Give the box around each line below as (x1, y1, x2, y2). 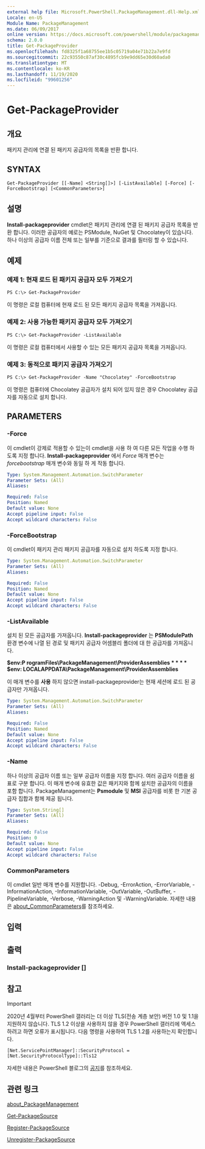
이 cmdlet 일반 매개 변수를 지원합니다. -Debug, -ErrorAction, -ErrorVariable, (7, 880, 191, 888)
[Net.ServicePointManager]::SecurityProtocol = (7, 1048, 130, 1054)
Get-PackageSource (7, 1112, 58, 1120)
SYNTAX (7, 164, 41, 174)
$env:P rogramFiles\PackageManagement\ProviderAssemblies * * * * (7, 659, 187, 667)
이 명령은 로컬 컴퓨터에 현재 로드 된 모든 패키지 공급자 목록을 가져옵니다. (7, 301, 177, 308)
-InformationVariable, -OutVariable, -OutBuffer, (54, 887, 172, 895)
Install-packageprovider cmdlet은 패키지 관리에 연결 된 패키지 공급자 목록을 (7, 220, 192, 228)
